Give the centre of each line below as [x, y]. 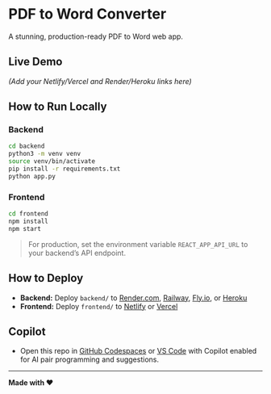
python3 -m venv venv [45, 154]
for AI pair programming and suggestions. [90, 359]
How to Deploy [46, 278]
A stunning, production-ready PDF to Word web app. [96, 36]
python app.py [32, 176]
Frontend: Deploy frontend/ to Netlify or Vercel [99, 306]
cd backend [27, 146]
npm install [28, 221]
